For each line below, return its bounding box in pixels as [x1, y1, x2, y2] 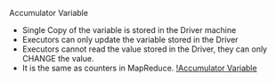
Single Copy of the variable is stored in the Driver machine [21, 25, 237, 35]
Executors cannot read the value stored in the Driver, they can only [21, 44, 268, 54]
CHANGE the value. [21, 53, 94, 63]
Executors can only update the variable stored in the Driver [21, 35, 239, 45]
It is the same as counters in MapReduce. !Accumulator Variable [21, 62, 257, 73]
